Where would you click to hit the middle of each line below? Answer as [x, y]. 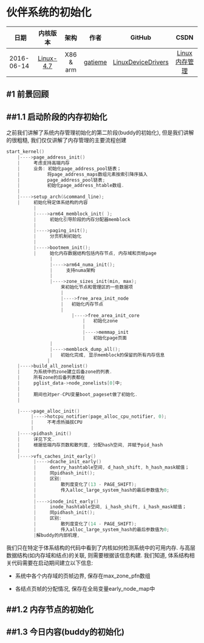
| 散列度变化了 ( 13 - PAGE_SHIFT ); [85, 484]
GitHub [141, 37]
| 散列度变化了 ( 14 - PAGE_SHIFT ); [85, 524]
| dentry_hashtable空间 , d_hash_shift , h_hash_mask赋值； [111, 468]
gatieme [96, 62]
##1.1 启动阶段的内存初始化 [57, 117]
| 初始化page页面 [105, 338]
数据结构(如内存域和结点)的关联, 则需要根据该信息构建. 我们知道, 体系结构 [98, 555]
